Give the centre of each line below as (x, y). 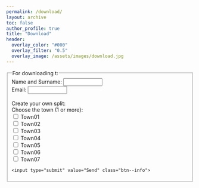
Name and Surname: (37, 82)
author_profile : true (33, 28)
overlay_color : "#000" (40, 45)
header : (16, 39)
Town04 (31, 138)
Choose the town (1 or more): (47, 110)
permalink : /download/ (34, 12)
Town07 (30, 159)
